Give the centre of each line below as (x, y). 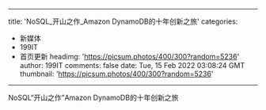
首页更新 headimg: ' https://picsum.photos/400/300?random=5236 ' (129, 57)
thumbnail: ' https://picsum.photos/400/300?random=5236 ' (116, 74)
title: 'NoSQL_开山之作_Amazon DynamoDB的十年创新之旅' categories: (123, 21)
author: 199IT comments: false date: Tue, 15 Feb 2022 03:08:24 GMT (132, 65)
